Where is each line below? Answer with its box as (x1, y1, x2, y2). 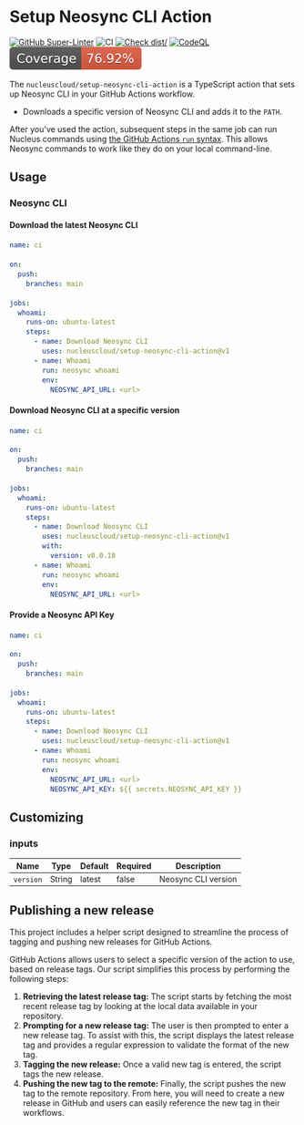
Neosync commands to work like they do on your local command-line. (9, 143, 273, 154)
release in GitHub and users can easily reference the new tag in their (22, 1098, 280, 1109)
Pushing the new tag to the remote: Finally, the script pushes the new (22, 1079, 287, 1089)
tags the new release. (22, 1068, 105, 1079)
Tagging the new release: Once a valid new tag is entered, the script (22, 1059, 282, 1070)
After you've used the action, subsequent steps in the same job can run (9, 123, 278, 134)
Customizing (9, 810, 84, 825)
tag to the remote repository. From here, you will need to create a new (22, 1088, 285, 1099)
